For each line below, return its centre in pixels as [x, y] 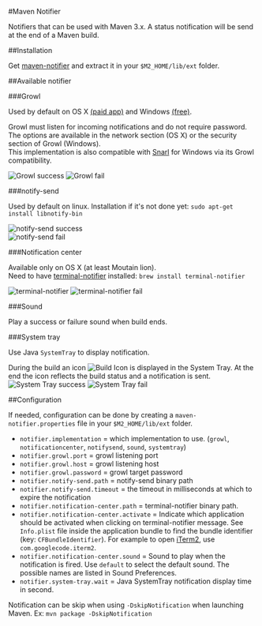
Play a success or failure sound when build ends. [88, 322]
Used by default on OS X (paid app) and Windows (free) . [100, 111]
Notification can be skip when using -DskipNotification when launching [126, 605]
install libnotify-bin [45, 214]
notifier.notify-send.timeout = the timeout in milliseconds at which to [136, 489]
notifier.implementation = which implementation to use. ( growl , [125, 439]
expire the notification [55, 497]
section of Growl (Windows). [54, 144]
